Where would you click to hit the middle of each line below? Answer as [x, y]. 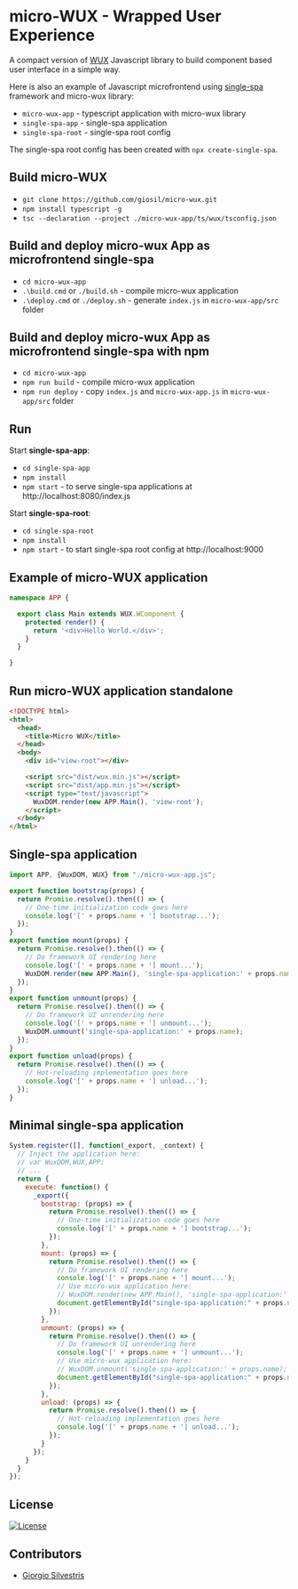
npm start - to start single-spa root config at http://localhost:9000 [143, 550]
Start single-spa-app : [50, 450]
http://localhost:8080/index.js [76, 496]
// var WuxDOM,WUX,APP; [61, 1163]
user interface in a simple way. [65, 69]
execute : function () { [67, 1187]
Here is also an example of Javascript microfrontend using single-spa [137, 86]
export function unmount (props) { [73, 998]
